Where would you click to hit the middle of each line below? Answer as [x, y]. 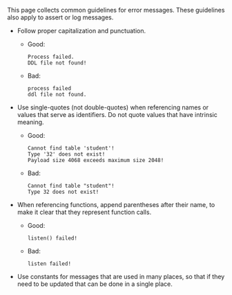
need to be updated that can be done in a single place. [95, 284]
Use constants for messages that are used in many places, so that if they [121, 277]
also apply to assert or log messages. [60, 17]
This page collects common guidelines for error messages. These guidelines [116, 10]
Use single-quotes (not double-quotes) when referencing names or [113, 107]
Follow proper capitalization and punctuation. [81, 31]
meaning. [30, 122]
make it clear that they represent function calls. [84, 212]
